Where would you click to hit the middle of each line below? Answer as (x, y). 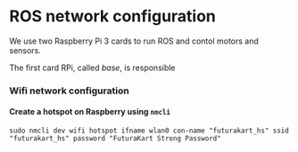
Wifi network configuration (69, 91)
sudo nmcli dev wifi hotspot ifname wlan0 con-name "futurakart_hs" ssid (149, 131)
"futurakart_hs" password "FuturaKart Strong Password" (115, 139)
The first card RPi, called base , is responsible (92, 68)
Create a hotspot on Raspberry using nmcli (90, 112)
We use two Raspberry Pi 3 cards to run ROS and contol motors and (134, 41)
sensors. (25, 50)
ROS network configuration (113, 16)
